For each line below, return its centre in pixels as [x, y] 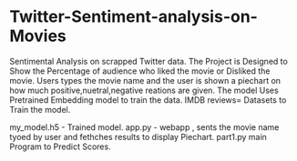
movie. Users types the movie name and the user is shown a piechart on [145, 80]
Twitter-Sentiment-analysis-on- [133, 17]
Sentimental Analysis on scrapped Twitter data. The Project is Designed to [149, 61]
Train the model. [40, 109]
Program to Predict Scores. [60, 146]
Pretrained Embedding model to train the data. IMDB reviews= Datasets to [148, 100]
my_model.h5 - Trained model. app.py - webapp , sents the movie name [144, 127]
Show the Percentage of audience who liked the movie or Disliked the [140, 71]
